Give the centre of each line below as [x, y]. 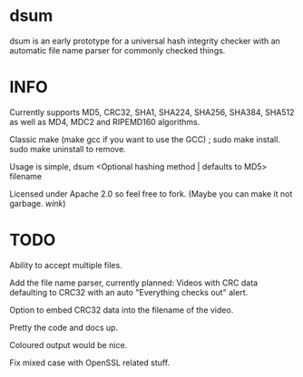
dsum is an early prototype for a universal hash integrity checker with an [145, 41]
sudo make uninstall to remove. [68, 149]
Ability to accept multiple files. [66, 265]
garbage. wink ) [38, 203]
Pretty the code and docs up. [64, 327]
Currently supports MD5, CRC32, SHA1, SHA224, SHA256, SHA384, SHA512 [152, 112]
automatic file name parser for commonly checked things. [117, 50]
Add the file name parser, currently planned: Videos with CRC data [134, 283]
